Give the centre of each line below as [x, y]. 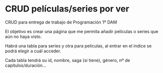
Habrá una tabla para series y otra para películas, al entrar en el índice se [78, 46]
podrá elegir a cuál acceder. [33, 51]
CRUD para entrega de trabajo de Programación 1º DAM [61, 22]
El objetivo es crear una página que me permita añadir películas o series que [82, 31]
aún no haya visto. [24, 36]
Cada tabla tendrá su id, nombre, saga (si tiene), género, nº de [68, 60]
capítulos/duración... [26, 65]
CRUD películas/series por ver [67, 9]
